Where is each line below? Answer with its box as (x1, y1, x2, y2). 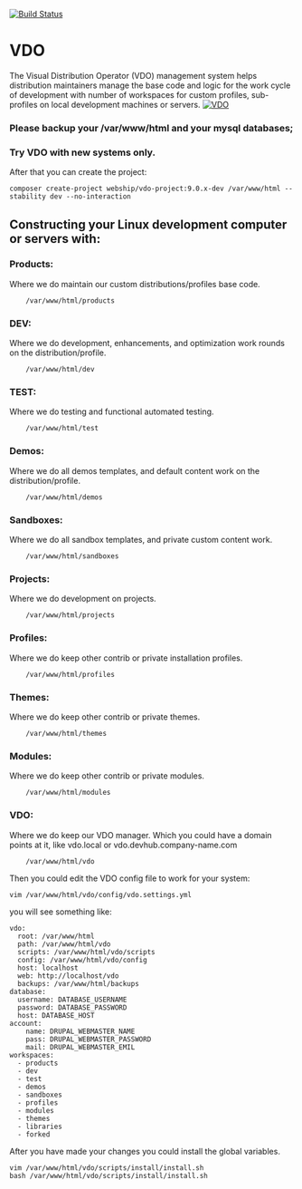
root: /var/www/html (17, 932, 95, 941)
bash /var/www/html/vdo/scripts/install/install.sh (9, 1171, 208, 1180)
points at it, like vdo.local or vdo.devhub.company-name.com (9, 839, 238, 850)
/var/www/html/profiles (25, 670, 116, 679)
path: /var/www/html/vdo (17, 939, 111, 949)
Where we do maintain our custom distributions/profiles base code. (9, 278, 260, 289)
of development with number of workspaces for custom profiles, (9, 89, 250, 100)
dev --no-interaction (49, 192, 131, 201)
